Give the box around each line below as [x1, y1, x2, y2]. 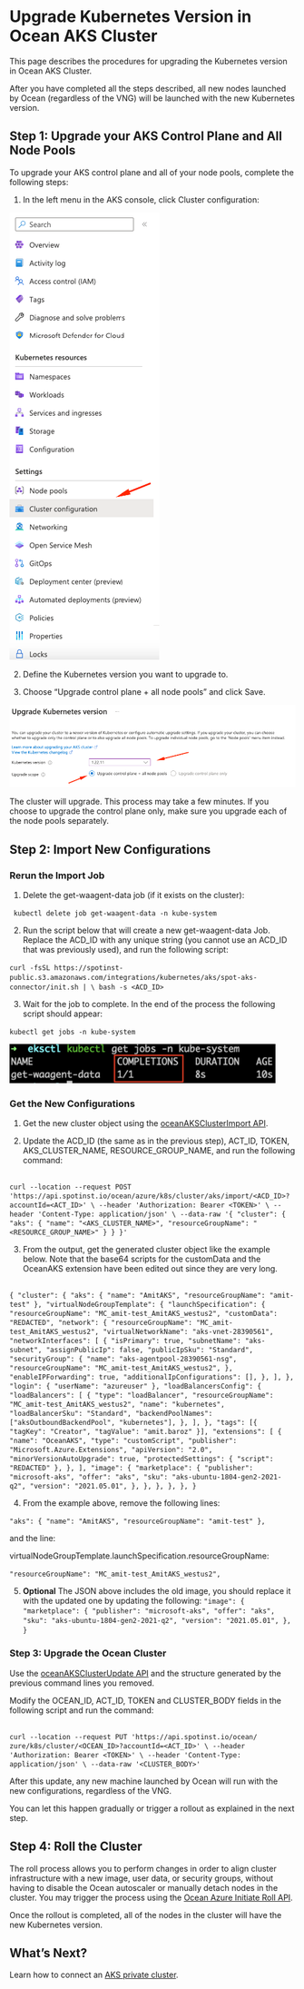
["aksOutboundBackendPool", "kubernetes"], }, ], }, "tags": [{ [9, 1419, 258, 1428]
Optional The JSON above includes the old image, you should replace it [22, 1586, 291, 1597]
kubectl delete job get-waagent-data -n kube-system [13, 909, 218, 918]
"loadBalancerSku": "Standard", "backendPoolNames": [9, 1410, 213, 1419]
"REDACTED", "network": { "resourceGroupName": [9, 1319, 193, 1328]
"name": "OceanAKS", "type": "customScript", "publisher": [9, 1437, 238, 1446]
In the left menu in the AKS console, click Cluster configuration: [22, 193, 260, 205]
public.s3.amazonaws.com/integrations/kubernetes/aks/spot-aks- [9, 974, 258, 983]
